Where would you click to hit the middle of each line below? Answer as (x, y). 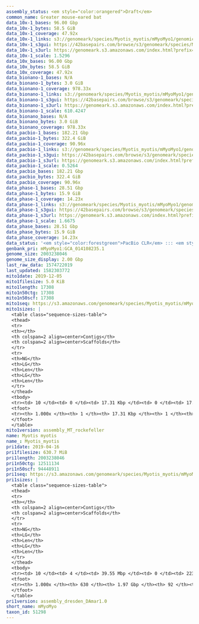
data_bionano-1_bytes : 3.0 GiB (45, 84)
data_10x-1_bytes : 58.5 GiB (41, 28)
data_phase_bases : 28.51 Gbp (42, 226)
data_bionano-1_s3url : (34, 105)
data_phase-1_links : (32, 204)
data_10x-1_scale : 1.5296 (38, 56)
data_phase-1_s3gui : (32, 210)
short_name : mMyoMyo (32, 607)
